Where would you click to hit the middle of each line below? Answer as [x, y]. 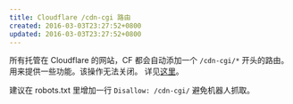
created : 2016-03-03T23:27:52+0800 [75, 26]
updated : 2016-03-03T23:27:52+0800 [75, 34]
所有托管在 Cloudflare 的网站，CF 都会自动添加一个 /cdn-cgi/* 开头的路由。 [149, 60]
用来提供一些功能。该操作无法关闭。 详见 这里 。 [96, 71]
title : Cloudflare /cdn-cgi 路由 [70, 17]
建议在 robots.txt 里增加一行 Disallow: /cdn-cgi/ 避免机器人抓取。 [132, 91]
